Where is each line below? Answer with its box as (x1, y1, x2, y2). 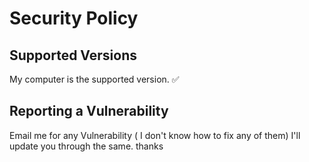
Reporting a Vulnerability (9, 103, 169, 120)
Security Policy (9, 7, 139, 30)
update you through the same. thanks (9, 140, 164, 152)
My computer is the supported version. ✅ (9, 73, 180, 85)
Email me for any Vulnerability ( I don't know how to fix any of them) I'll (9, 129, 301, 141)
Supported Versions (9, 47, 137, 64)
